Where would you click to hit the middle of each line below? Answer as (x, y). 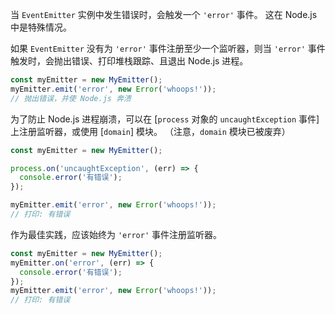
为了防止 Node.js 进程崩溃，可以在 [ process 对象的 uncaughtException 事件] (165, 119)
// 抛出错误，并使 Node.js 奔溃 (71, 98)
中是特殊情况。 (41, 27)
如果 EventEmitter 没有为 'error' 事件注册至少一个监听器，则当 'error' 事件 (168, 48)
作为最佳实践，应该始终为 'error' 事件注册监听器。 (116, 234)
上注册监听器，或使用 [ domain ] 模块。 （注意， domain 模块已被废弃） (150, 131)
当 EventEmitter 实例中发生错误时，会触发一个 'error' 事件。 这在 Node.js (164, 14)
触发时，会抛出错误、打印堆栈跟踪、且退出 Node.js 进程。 (129, 61)
